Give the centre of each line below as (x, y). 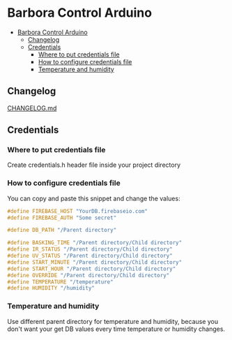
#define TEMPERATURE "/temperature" (60, 282)
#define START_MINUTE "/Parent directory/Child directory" (95, 262)
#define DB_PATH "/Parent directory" (62, 230)
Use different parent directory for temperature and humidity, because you (113, 321)
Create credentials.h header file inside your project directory (94, 165)
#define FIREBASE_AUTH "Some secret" (62, 218)
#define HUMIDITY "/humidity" (51, 288)
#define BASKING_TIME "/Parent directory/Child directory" (95, 243)
